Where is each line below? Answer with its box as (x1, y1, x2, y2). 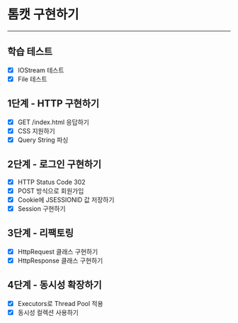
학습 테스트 (7, 45, 53, 58)
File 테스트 (17, 75, 47, 83)
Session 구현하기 (17, 204, 66, 213)
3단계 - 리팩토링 (7, 227, 74, 239)
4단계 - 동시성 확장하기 (7, 279, 102, 291)
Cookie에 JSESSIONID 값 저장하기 (17, 195, 115, 204)
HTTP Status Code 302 (17, 177, 86, 186)
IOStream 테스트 (17, 65, 64, 75)
